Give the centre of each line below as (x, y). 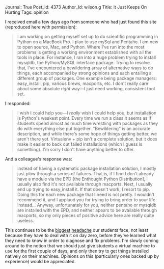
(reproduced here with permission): (41, 27)
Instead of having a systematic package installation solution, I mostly (87, 168)
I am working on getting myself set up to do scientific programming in (87, 37)
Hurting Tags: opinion (27, 12)
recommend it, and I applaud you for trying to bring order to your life (86, 200)
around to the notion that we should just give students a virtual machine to (80, 246)
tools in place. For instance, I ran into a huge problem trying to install (86, 57)
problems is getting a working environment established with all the (84, 52)
